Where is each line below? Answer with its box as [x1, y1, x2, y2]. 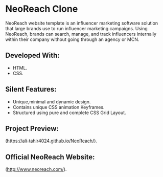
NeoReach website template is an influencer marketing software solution [5, 20, 158, 26]
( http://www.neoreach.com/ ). [5, 166, 67, 172]
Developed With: [5, 51, 60, 60]
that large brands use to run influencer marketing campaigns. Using [5, 25, 148, 31]
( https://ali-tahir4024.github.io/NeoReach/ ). [5, 138, 98, 144]
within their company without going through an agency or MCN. [5, 36, 139, 42]
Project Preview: [5, 124, 59, 133]
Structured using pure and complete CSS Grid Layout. [12, 109, 126, 116]
